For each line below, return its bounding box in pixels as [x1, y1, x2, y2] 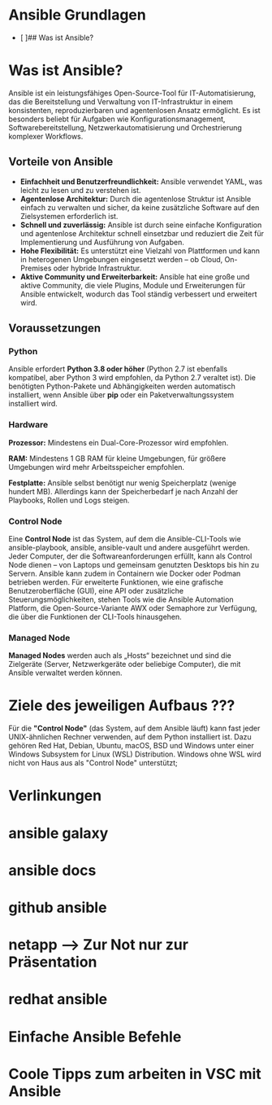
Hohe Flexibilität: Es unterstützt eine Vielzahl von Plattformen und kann [19, 246, 261, 256]
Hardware [8, 419, 49, 431]
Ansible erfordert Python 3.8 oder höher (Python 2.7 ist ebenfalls [8, 364, 228, 374]
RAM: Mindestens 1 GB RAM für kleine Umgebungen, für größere [8, 454, 227, 463]
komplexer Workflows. [8, 131, 84, 141]
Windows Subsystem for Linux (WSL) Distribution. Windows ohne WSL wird [8, 749, 261, 759]
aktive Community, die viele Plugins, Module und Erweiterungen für [19, 280, 246, 290]
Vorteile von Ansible [8, 155, 114, 169]
